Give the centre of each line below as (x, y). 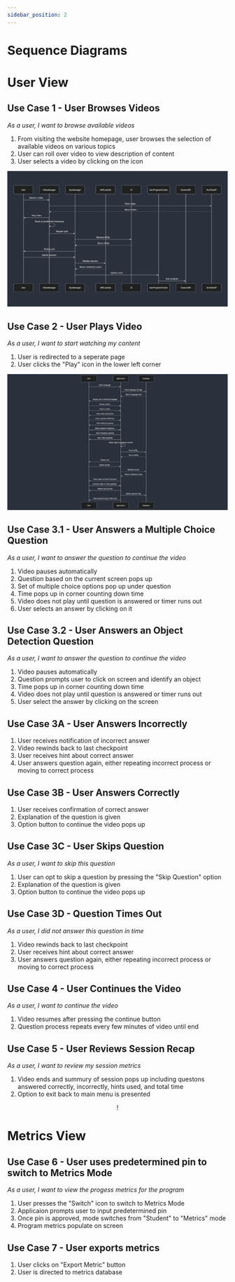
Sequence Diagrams (67, 50)
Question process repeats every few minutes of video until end (108, 1027)
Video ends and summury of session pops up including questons (111, 1079)
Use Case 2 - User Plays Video (75, 326)
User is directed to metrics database (70, 1272)
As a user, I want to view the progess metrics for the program (96, 1190)
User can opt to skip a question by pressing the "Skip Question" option (119, 876)
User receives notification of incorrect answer (84, 741)
